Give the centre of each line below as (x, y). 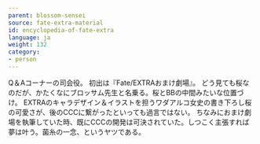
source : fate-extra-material (56, 23)
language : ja (29, 37)
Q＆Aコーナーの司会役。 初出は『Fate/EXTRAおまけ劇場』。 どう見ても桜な (129, 83)
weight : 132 (27, 45)
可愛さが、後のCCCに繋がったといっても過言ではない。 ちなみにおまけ (130, 112)
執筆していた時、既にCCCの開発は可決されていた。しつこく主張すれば (135, 122)
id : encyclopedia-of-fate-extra (61, 30)
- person (22, 60)
